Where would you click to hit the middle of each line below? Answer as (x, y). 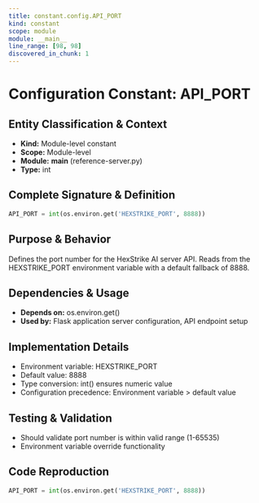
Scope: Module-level (55, 152)
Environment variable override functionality (92, 446)
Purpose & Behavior (60, 240)
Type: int (35, 169)
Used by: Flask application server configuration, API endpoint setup (134, 321)
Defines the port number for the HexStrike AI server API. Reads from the (129, 259)
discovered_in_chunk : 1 (49, 54)
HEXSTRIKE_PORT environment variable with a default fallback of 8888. (129, 267)
